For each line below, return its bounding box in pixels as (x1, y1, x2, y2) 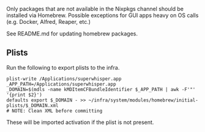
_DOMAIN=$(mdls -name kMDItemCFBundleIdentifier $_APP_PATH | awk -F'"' (6, 86, 196, 92)
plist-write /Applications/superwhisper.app (6, 76, 122, 82)
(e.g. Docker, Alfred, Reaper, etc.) (6, 18, 91, 25)
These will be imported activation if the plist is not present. (6, 119, 154, 126)
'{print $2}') (6, 92, 43, 98)
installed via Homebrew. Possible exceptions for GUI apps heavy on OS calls (6, 12, 199, 19)
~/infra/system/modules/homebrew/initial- (88, 97, 199, 103)
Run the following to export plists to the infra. (6, 64, 120, 71)
